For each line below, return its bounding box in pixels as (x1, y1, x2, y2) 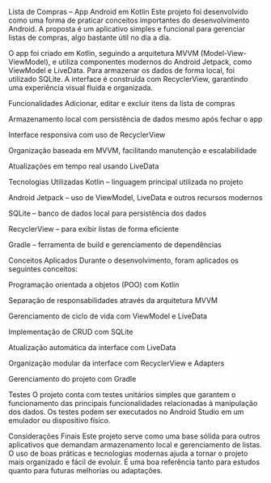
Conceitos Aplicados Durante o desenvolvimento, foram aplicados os (8, 255, 239, 265)
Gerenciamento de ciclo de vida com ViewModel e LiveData (8, 311, 208, 321)
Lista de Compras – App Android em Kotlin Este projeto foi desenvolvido (8, 7, 248, 16)
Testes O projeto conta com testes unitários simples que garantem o (8, 390, 236, 400)
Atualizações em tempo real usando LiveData (8, 161, 159, 171)
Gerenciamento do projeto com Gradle (8, 374, 137, 383)
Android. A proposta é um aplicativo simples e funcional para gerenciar (8, 24, 245, 33)
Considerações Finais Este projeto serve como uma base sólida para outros (8, 431, 260, 441)
